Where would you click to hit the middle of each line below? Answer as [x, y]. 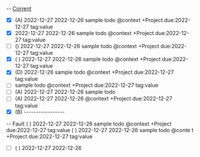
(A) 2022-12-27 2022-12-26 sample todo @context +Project [89, 20]
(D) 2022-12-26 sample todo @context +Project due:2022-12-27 [94, 72]
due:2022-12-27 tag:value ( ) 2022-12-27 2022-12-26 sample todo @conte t [100, 130]
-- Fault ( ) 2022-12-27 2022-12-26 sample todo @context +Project [89, 124]
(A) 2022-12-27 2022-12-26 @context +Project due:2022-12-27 [93, 99]
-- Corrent [19, 9]
